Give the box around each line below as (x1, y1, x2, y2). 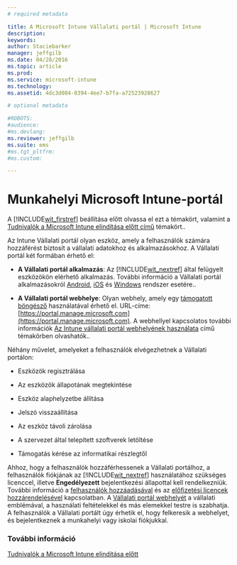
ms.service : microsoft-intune (7, 76, 97, 83)
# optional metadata (7, 102, 69, 109)
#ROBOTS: (7, 115, 33, 122)
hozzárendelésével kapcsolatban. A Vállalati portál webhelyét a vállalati (7, 493, 216, 502)
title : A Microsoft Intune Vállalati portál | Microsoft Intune (7, 23, 202, 31)
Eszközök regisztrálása (17, 367, 85, 375)
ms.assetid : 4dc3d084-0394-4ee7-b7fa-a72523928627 (7, 90, 160, 97)
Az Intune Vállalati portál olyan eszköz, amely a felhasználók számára (7, 236, 211, 245)
